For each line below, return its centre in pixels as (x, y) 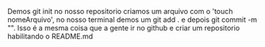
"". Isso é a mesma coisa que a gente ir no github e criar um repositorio (124, 28)
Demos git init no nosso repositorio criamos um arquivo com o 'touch (120, 11)
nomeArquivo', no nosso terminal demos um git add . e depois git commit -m (132, 20)
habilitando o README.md (50, 36)
